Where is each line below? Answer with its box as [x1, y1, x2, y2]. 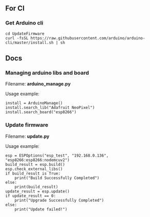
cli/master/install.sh [5, 40, 54, 45]
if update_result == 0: [5, 193, 56, 199]
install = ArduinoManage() [5, 101, 63, 106]
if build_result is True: [5, 171, 60, 176]
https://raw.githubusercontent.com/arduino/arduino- [30, 35, 145, 40]
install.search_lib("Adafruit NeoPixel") [5, 105, 95, 111]
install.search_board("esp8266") [5, 110, 77, 115]
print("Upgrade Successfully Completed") [14, 198, 104, 203]
